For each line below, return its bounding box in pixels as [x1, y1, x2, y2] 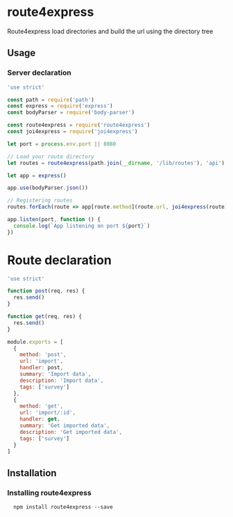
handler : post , [19, 365, 64, 371]
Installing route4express [7, 488, 92, 498]
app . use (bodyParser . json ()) [7, 184, 89, 191]
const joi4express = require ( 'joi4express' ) [7, 128, 138, 135]
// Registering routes [7, 197, 73, 204]
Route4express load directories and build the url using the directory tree [7, 27, 214, 35]
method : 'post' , [19, 351, 67, 358]
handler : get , [19, 416, 60, 423]
